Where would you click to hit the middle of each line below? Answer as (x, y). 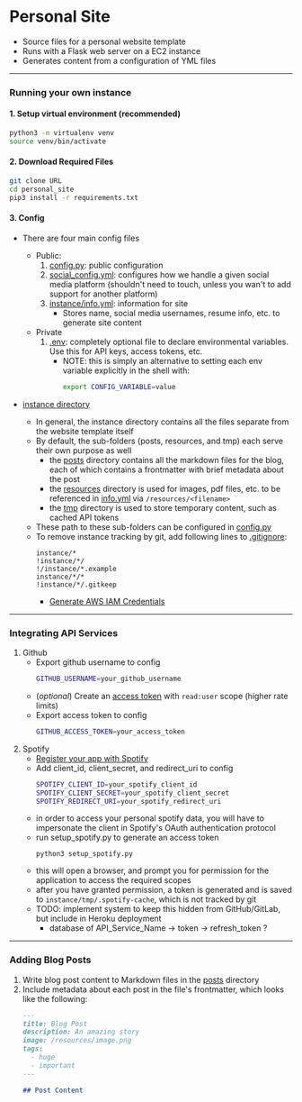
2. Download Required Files (62, 162)
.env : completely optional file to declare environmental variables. (169, 342)
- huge (43, 1057)
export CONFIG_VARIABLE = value (119, 387)
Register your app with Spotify (92, 758)
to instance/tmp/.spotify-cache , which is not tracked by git (146, 899)
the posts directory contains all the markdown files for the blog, (167, 460)
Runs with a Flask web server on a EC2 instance (111, 50)
